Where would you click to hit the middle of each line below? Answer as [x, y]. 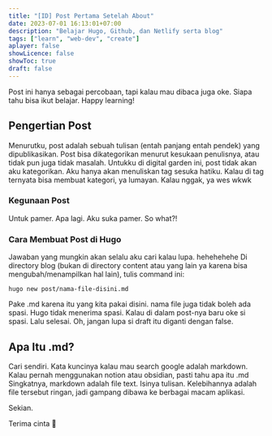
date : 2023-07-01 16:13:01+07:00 [65, 24]
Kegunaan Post [39, 201]
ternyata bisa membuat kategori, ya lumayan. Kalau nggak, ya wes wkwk [130, 180]
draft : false [30, 69]
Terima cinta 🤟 [32, 423]
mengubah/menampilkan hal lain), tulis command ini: [97, 274]
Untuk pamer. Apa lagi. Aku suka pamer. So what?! [93, 218]
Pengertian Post [50, 126]
